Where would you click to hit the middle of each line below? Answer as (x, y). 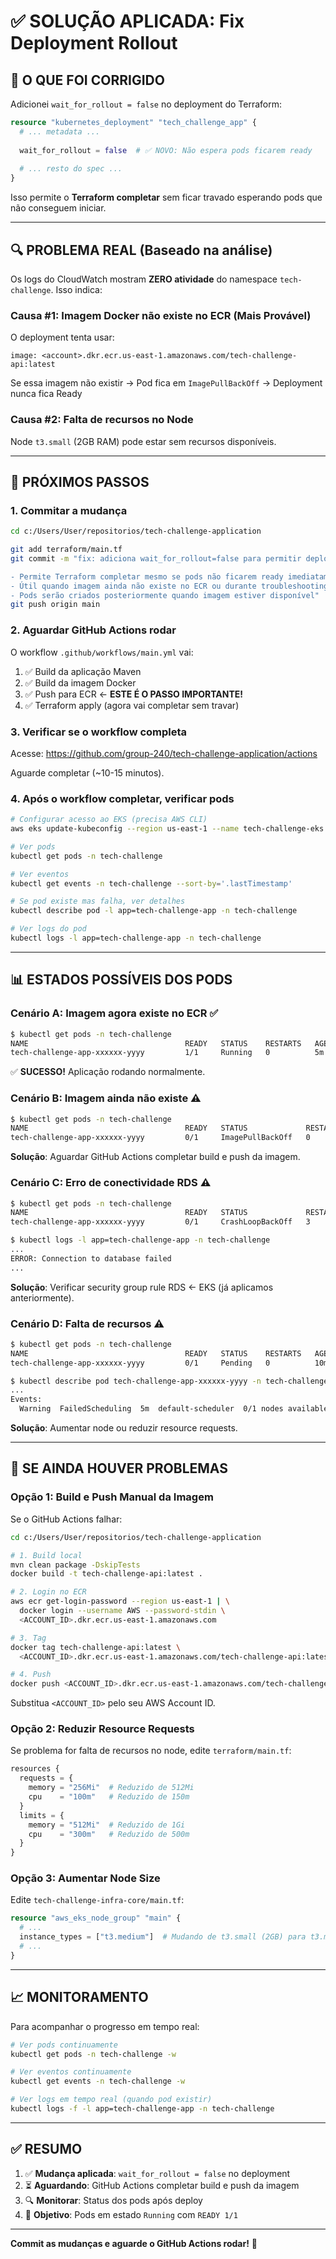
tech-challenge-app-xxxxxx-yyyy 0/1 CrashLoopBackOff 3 (160, 1222)
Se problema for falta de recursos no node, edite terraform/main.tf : (151, 1751)
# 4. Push (31, 1675)
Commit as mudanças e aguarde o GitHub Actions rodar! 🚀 (134, 2243)
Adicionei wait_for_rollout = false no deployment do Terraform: (146, 104)
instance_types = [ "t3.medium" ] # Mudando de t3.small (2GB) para (163, 1937)
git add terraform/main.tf (66, 550)
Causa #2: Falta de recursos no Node (102, 420)
